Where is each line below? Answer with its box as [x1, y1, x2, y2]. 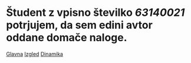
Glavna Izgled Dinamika [6, 50, 64, 57]
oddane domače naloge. [6, 31, 128, 44]
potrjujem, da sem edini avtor [6, 18, 153, 32]
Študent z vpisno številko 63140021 [6, 6, 185, 19]
